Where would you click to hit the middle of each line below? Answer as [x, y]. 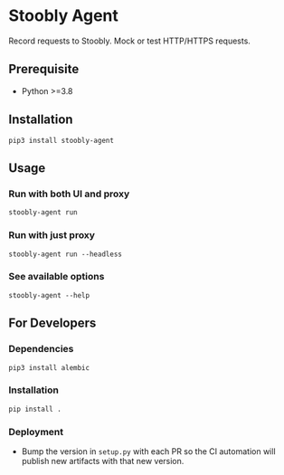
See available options [57, 277]
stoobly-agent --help [49, 295]
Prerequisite [44, 69]
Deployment [36, 432]
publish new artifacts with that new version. [103, 461]
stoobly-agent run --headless [66, 254]
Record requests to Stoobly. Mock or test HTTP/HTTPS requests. [129, 41]
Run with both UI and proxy [69, 194]
